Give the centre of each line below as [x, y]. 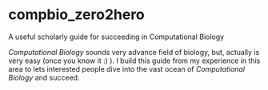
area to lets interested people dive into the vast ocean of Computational [127, 68]
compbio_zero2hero [77, 15]
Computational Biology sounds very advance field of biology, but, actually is [134, 52]
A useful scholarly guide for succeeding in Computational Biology [116, 37]
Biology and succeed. [44, 77]
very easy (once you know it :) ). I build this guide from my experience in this [134, 61]
